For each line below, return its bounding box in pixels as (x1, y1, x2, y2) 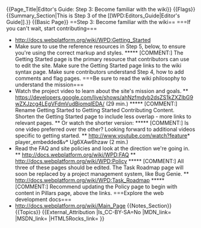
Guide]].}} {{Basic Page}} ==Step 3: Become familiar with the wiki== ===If (6, 19, 191, 25)
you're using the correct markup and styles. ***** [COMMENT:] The (14, 49, 184, 56)
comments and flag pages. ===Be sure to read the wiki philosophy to (14, 75, 187, 82)
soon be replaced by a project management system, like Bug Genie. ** (14, 170, 189, 177)
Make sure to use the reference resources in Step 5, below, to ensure (14, 43, 186, 50)
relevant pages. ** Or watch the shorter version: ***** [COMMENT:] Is (14, 119, 189, 126)
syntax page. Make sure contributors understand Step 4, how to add (14, 68, 184, 75)
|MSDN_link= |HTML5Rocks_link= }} (14, 215, 105, 222)
